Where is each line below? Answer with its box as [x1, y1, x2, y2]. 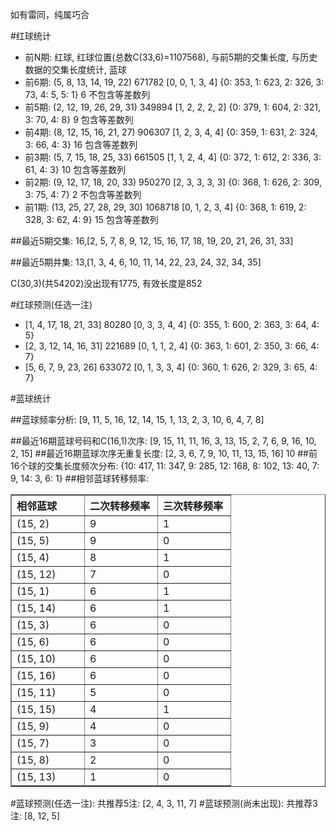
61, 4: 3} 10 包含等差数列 [24, 164, 127, 175]
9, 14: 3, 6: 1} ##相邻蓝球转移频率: [10, 473, 150, 484]
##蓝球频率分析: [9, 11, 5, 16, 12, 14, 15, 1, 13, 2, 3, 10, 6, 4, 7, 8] [10, 414, 265, 425]
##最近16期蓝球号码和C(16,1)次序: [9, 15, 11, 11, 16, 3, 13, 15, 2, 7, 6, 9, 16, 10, [10, 435, 317, 447]
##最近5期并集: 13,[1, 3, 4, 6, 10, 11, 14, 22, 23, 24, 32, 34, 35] [10, 256, 262, 268]
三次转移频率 [163, 499, 224, 513]
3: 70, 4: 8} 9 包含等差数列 [24, 114, 134, 125]
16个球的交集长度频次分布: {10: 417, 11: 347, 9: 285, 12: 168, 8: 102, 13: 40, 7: [10, 460, 320, 472]
